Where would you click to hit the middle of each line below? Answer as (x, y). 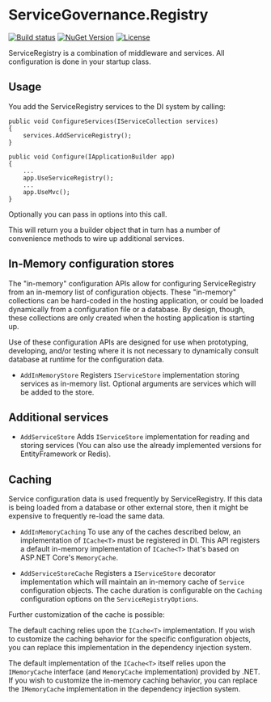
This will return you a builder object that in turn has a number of (114, 230)
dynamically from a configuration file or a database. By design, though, (127, 309)
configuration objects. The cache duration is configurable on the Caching (141, 590)
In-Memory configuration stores (91, 264)
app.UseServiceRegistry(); (68, 178)
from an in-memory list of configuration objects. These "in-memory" (123, 292)
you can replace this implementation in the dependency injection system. (130, 648)
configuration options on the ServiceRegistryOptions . (109, 599)
